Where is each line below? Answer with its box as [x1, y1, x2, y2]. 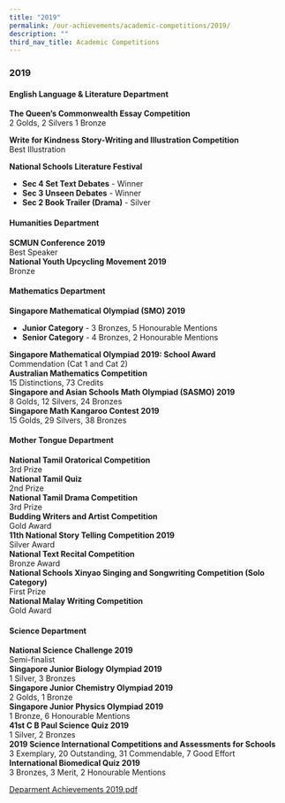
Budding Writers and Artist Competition [9, 510, 158, 522]
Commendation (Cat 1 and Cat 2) [9, 358, 128, 369]
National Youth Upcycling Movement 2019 [9, 256, 167, 266]
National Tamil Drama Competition [9, 492, 139, 502]
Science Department [9, 625, 86, 636]
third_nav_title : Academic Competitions [9, 37, 161, 47]
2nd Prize [9, 483, 44, 493]
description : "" [9, 29, 69, 38]
